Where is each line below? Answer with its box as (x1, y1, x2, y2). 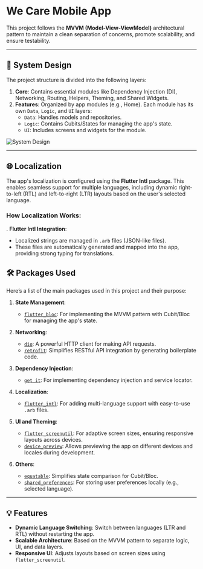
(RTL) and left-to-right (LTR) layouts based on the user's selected (23, 190, 186, 197)
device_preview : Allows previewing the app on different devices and (24, 442, 193, 450)
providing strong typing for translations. (14, 249, 114, 257)
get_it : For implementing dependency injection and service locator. (24, 376, 193, 384)
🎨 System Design (6, 60, 72, 71)
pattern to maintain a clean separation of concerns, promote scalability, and (6, 30, 195, 37)
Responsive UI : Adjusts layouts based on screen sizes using (14, 550, 166, 557)
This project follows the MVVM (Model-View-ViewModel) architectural (6, 24, 185, 31)
